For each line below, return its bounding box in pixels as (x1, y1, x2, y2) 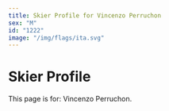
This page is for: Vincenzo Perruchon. (8, 94, 133, 104)
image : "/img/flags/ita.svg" (8, 33, 105, 42)
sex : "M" (8, 19, 37, 27)
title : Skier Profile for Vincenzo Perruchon (8, 11, 161, 20)
